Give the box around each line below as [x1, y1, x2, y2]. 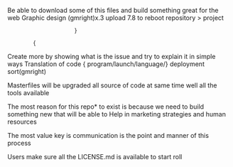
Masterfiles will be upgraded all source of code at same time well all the [7, 81, 217, 90]
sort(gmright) [7, 68, 47, 75]
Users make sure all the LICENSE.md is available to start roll [7, 153, 183, 161]
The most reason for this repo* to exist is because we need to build [7, 102, 205, 111]
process [7, 139, 31, 147]
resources [7, 117, 37, 126]
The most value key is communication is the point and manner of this [7, 131, 210, 139]
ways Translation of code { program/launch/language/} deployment [7, 60, 205, 68]
